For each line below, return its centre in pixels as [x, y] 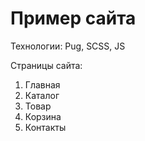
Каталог [42, 95]
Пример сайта [73, 18]
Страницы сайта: [46, 65]
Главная [42, 84]
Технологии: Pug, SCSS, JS [68, 46]
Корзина [43, 116]
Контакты [45, 127]
